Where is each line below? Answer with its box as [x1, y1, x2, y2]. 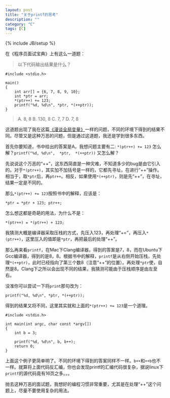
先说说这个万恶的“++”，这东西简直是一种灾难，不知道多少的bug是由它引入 [5, 161, 161, 167]
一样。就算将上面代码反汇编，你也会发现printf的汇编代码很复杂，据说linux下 [5, 364, 164, 370]
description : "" [5, 17, 39, 22]
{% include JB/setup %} [5, 40, 56, 46]
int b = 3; [14, 331, 37, 336]
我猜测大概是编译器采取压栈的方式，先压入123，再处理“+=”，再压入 [5, 230, 147, 236]
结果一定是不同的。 [5, 179, 46, 186]
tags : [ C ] [5, 26, 26, 31]
